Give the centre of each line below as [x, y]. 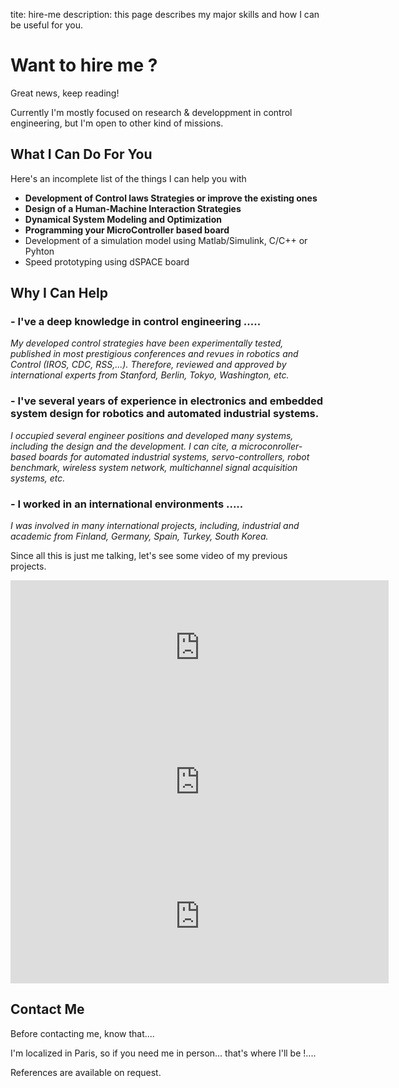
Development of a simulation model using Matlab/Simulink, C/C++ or [166, 240]
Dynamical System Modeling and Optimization [123, 219]
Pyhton [39, 251]
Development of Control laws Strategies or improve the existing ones [171, 198]
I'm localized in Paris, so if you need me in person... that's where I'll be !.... [163, 1053]
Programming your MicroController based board [127, 230]
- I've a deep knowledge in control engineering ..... [136, 322]
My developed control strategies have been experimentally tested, [147, 343]
